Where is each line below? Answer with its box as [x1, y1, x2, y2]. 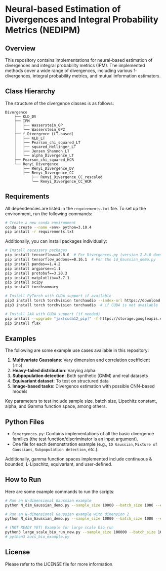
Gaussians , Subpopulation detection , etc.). [12, 447, 99, 452]
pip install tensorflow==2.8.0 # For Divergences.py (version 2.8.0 [5, 253, 152, 258]
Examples [5, 334, 36, 343]
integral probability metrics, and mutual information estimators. [33, 73, 161, 78]
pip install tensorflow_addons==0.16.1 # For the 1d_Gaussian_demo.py [5, 257, 156, 262]
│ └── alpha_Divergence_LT [14, 153, 74, 158]
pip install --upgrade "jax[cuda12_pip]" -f [5, 316, 98, 321]
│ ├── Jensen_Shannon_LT [14, 149, 70, 153]
